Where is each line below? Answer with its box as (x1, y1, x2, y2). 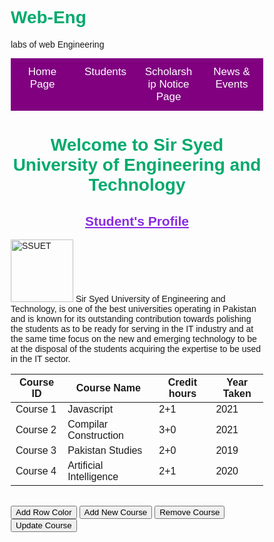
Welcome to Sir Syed (50, 135, 224, 156)
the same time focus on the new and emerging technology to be (10, 333, 257, 344)
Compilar (67, 418, 109, 430)
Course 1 (15, 403, 57, 415)
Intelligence (67, 470, 119, 482)
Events (215, 77, 249, 91)
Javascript (67, 403, 114, 415)
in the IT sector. (10, 353, 71, 364)
